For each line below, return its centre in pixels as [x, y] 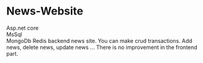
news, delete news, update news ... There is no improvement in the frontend [102, 47]
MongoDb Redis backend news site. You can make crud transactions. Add [99, 41]
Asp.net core [23, 28]
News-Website [45, 11]
